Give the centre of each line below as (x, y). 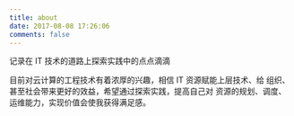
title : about (34, 18)
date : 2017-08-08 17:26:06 (60, 26)
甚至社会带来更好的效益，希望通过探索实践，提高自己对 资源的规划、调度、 (148, 92)
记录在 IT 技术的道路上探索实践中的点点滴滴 (90, 61)
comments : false (39, 34)
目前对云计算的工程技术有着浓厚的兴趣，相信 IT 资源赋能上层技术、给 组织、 (150, 80)
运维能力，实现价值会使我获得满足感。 (80, 103)
